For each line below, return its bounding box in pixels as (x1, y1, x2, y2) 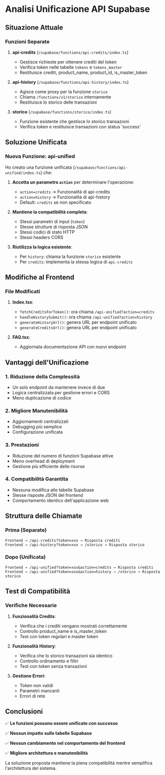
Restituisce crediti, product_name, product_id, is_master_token (19, 69, 147, 75)
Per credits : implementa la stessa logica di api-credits (19, 259, 133, 265)
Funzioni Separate (5, 38, 50, 45)
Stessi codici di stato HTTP (19, 229, 75, 235)
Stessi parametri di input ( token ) (19, 218, 85, 224)
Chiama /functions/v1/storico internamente (19, 94, 111, 100)
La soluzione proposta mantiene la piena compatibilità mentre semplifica (5, 760, 153, 766)
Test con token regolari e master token (19, 633, 99, 639)
